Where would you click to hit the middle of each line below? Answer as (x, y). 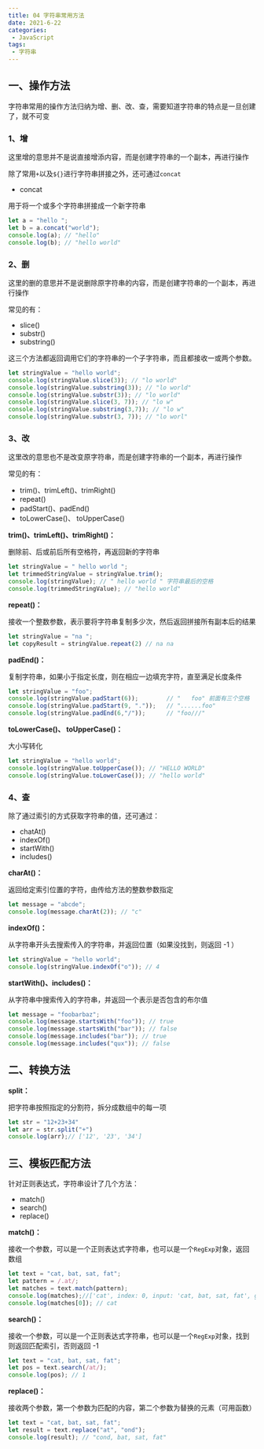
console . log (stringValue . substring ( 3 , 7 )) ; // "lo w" (96, 410)
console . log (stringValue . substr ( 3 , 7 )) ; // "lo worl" (98, 417)
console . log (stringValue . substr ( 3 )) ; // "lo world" (94, 395)
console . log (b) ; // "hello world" (65, 242)
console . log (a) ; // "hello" (54, 235)
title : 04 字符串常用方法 (46, 15)
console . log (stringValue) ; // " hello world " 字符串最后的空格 (111, 582)
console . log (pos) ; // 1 (47, 1375)
